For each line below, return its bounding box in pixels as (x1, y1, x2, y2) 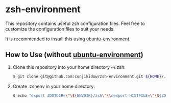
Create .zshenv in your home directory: (12, 83, 95, 89)
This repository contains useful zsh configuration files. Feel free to (5, 20, 145, 27)
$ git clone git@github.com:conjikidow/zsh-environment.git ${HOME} (12, 74, 162, 79)
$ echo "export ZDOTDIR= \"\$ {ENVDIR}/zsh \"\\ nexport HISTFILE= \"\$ (12, 93, 159, 98)
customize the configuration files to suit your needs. (5, 25, 115, 32)
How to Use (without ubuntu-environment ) (5, 50, 144, 59)
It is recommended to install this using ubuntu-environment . (5, 36, 131, 42)
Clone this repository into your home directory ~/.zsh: (12, 64, 126, 70)
